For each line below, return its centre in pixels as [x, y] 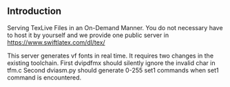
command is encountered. [44, 77]
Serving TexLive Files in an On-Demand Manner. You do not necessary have [115, 27]
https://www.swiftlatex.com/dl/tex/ [56, 42]
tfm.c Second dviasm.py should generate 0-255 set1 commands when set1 [113, 70]
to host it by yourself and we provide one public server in [88, 35]
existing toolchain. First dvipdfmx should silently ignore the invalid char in [111, 63]
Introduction [34, 11]
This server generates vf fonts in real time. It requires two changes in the [111, 55]
